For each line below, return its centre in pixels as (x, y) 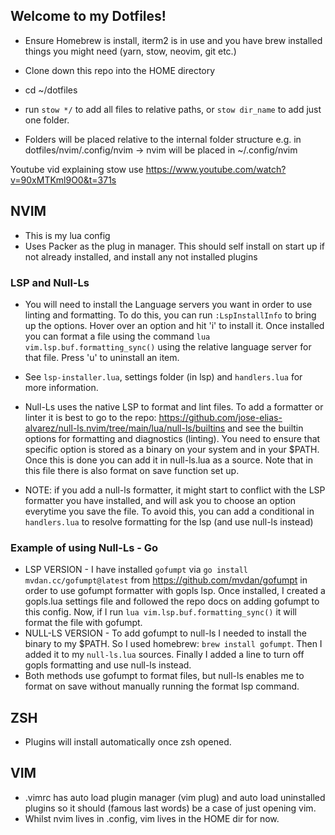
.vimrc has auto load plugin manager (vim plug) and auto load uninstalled (175, 797)
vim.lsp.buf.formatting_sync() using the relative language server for (168, 346)
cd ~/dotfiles (51, 90)
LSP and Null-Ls (50, 282)
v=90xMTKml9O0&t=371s (63, 180)
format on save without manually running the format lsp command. (162, 686)
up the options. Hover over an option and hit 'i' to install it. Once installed (174, 325)
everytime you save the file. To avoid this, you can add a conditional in (169, 511)
